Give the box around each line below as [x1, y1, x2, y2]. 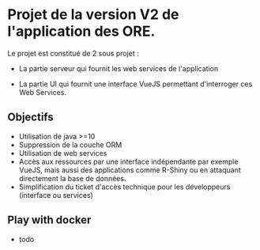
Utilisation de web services [18, 148, 107, 157]
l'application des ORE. [7, 22, 156, 40]
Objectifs [7, 111, 55, 124]
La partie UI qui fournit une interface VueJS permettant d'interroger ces [18, 79, 253, 89]
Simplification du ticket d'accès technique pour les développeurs [18, 182, 231, 191]
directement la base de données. [18, 173, 126, 183]
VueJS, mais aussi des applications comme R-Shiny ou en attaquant [18, 165, 242, 175]
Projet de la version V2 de [7, 6, 179, 24]
